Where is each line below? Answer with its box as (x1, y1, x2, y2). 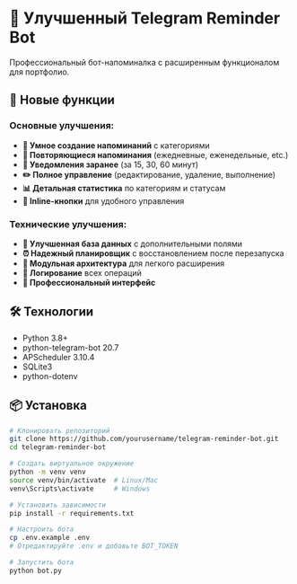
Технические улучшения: (9, 217, 127, 230)
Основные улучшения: (9, 119, 115, 132)
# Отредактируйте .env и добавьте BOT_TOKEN (9, 542, 179, 551)
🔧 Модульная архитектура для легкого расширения (22, 258, 225, 269)
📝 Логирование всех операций (22, 267, 142, 278)
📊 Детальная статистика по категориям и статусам (22, 182, 226, 193)
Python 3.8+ (22, 332, 69, 343)
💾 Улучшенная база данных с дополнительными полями (22, 238, 243, 249)
